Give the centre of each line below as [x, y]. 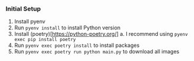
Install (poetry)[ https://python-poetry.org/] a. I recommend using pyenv [101, 34]
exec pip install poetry [45, 40]
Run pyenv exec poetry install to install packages [77, 45]
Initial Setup [23, 9]
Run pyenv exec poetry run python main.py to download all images [97, 52]
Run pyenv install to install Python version [67, 28]
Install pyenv [30, 22]
